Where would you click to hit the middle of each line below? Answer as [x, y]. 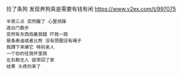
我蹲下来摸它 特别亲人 [30, 47]
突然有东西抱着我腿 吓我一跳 [37, 34]
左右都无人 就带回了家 [30, 60]
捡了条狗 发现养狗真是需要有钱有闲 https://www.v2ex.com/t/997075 [91, 9]
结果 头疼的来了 [24, 67]
